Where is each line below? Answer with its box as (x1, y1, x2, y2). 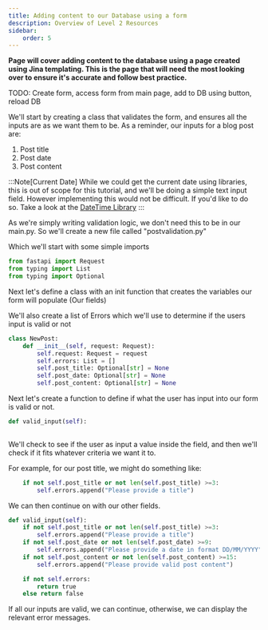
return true (37, 582, 77, 591)
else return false (22, 590, 84, 598)
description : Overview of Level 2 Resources (8, 19, 159, 27)
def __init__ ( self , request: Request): (22, 342, 156, 350)
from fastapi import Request (8, 257, 105, 266)
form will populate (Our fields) (8, 295, 107, 304)
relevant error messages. (8, 612, 91, 623)
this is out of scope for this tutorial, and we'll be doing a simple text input (8, 185, 247, 196)
